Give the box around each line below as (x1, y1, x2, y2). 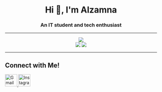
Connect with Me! (5, 61, 60, 69)
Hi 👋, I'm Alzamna (45, 4, 117, 15)
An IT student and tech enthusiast (40, 22, 122, 29)
